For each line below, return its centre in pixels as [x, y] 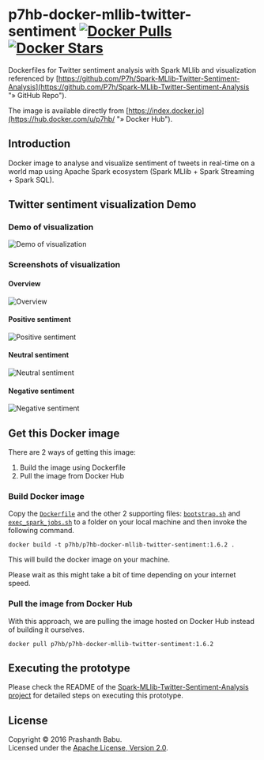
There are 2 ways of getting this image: [72, 452]
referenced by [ [34, 78]
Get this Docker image [64, 433]
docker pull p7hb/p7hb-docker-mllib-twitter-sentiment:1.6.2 [111, 644]
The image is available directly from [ [68, 110]
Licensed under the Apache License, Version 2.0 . [88, 748]
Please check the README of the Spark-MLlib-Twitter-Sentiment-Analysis [128, 687]
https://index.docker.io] [166, 110]
